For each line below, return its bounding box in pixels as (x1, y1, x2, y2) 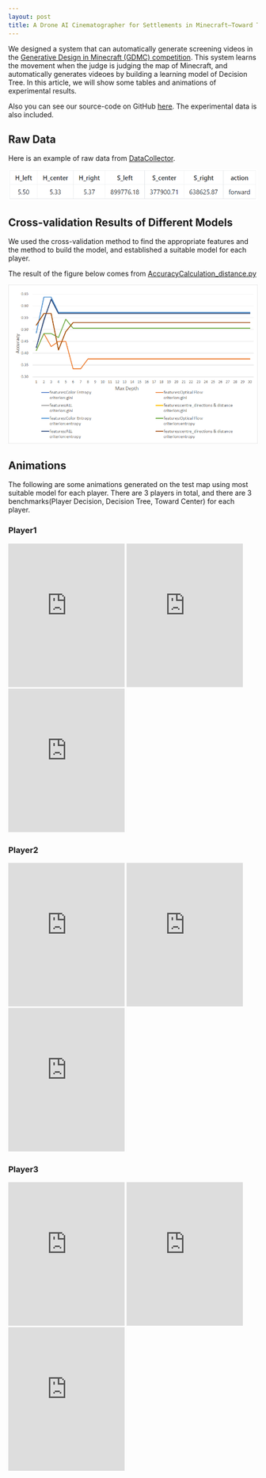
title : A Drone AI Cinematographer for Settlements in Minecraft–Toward (8, 21, 253, 29)
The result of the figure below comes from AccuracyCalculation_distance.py (8, 269, 257, 279)
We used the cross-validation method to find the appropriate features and (8, 237, 249, 246)
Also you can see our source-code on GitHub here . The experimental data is (8, 101, 257, 111)
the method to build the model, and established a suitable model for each (8, 246, 247, 255)
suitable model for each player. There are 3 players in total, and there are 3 (8, 488, 252, 498)
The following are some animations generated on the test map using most (8, 480, 249, 489)
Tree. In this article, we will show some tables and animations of (8, 78, 216, 87)
